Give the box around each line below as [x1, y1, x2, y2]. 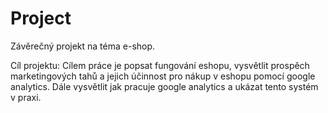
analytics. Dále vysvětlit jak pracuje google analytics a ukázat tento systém [10, 80, 319, 92]
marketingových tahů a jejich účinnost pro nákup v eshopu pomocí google [10, 70, 316, 82]
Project [10, 7, 72, 30]
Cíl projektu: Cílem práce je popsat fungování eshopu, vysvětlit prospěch [10, 59, 310, 71]
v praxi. [10, 91, 42, 103]
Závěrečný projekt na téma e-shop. [10, 40, 156, 52]
